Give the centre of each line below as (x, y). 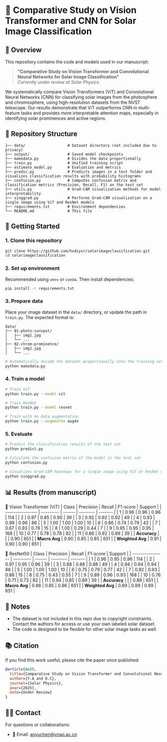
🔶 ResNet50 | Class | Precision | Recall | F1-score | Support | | (68, 554)
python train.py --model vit (35, 394)
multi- (144, 108)
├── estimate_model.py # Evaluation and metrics (63, 167)
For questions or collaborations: (38, 725)
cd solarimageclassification (35, 256)
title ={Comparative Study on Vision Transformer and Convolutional (81, 674)
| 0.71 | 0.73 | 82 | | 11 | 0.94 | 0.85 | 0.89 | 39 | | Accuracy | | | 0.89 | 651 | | (82, 580)
